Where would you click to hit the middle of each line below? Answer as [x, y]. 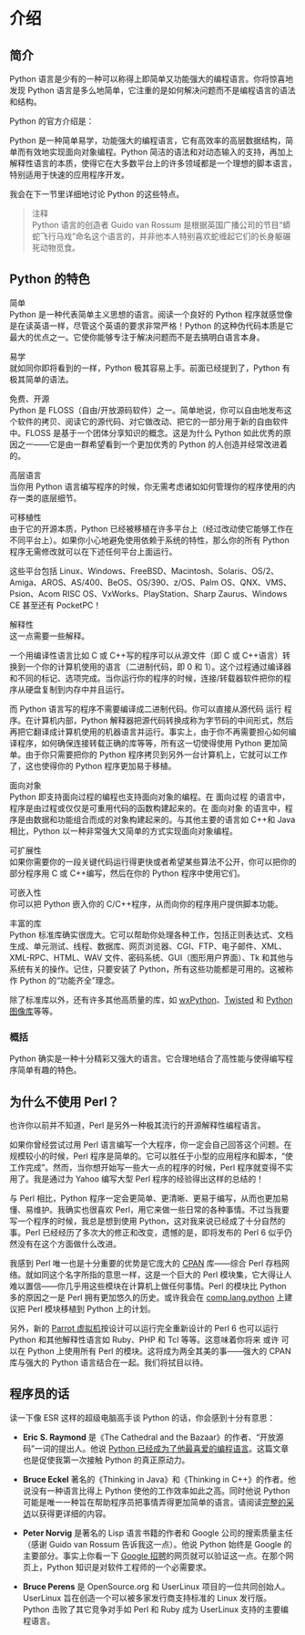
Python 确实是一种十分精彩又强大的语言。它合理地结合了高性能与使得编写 [147, 1058]
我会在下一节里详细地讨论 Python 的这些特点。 [97, 194]
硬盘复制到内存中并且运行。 [77, 689]
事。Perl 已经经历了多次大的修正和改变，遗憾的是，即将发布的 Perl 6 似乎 [147, 1232]
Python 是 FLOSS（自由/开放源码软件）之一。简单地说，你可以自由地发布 [147, 410]
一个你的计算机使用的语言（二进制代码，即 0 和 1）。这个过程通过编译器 [158, 666]
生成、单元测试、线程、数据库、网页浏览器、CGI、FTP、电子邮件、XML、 [148, 946]
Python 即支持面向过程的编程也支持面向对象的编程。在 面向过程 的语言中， [150, 797]
